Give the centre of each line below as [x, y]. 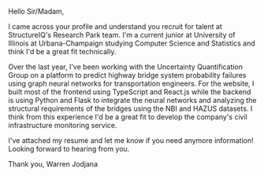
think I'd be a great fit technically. [62, 51]
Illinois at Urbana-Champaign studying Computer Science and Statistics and [132, 43]
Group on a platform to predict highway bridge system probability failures [127, 75]
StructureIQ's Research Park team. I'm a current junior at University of [122, 35]
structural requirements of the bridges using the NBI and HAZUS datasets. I [130, 108]
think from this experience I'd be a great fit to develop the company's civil [128, 117]
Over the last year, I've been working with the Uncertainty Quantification [125, 67]
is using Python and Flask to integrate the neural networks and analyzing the [132, 100]
